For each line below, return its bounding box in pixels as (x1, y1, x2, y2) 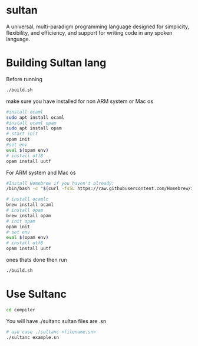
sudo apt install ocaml (6, 114, 65, 121)
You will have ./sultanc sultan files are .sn (6, 317, 107, 324)
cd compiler (6, 307, 35, 312)
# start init (6, 131, 38, 137)
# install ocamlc (6, 197, 49, 202)
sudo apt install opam (6, 125, 62, 131)
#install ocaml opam (6, 120, 57, 126)
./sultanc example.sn (6, 334, 60, 340)
